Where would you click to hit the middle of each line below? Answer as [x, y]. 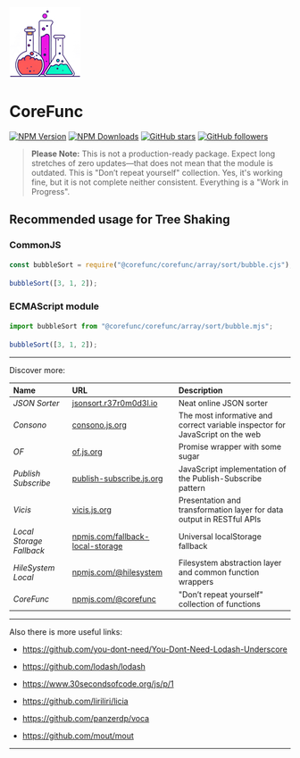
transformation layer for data [231, 509]
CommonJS [35, 246]
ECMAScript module [54, 306]
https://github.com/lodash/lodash [83, 667]
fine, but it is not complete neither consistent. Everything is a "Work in [159, 182]
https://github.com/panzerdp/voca [86, 719]
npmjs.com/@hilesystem [117, 572]
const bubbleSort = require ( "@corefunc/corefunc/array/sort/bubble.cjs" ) [150, 265]
